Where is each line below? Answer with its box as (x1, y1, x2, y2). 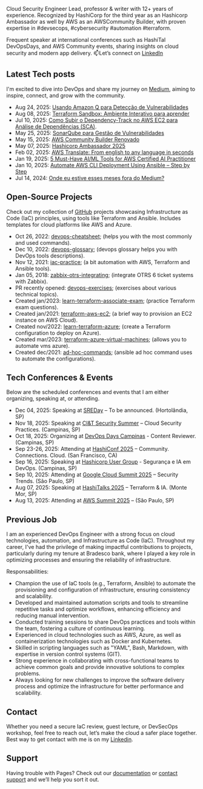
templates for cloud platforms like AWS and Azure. (6, 221, 132, 228)
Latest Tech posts (6, 69, 75, 79)
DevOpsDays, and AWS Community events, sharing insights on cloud (6, 42, 179, 50)
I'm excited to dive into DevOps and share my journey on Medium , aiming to (6, 85, 196, 93)
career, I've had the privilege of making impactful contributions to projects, (6, 544, 193, 551)
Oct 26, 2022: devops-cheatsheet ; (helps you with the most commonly (15, 233, 192, 240)
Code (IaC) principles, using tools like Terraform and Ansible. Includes (6, 215, 181, 222)
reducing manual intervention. (15, 612, 90, 619)
